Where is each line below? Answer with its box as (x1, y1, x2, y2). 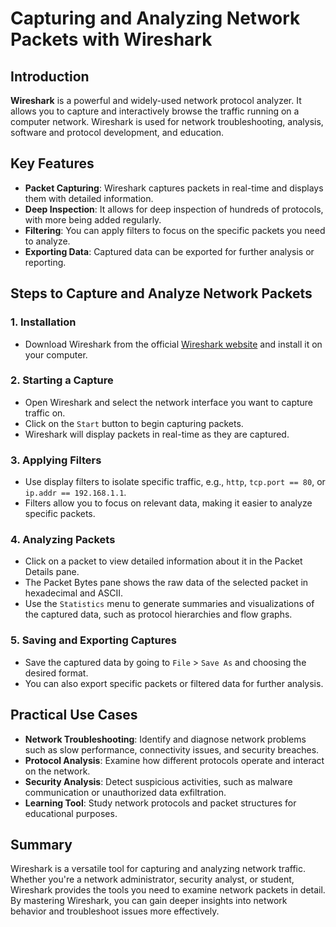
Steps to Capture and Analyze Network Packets (10, 285, 313, 302)
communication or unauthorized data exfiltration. (24, 786, 227, 798)
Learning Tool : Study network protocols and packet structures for (24, 797, 297, 809)
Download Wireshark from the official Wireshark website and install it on (24, 338, 323, 350)
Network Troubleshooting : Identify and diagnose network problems (24, 733, 307, 745)
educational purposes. (24, 807, 118, 819)
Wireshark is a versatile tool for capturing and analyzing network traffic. (10, 863, 306, 875)
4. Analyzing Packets (10, 533, 116, 547)
